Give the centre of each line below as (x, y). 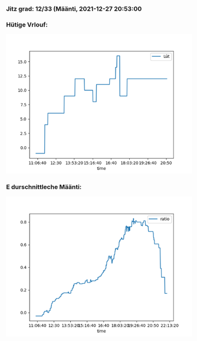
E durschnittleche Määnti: (44, 187)
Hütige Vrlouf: (27, 24)
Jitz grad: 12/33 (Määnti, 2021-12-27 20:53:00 (74, 9)
